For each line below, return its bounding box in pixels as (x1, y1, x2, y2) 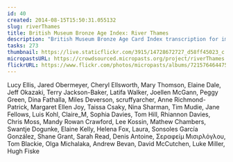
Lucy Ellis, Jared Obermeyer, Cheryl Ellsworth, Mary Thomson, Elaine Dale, (7, 80, 222, 89)
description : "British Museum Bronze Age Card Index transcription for (7, 36, 218, 43)
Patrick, (7, 102, 29, 111)
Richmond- (174, 95, 206, 104)
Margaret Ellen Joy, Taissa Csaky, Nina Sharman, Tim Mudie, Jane (30, 102, 220, 111)
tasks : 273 (7, 42, 39, 49)
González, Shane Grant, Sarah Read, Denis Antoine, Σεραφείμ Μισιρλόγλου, (7, 132, 226, 141)
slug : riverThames (7, 23, 60, 30)
